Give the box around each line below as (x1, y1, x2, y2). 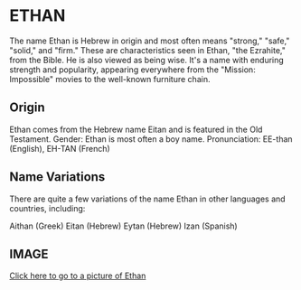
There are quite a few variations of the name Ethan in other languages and (9, 193, 287, 204)
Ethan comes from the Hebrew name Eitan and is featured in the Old (9, 124, 263, 135)
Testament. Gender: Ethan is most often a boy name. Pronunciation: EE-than (9, 133, 293, 145)
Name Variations (9, 169, 106, 185)
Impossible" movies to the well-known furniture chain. (9, 73, 211, 84)
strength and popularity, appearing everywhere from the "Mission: (9, 64, 256, 75)
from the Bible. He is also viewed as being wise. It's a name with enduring (9, 54, 285, 65)
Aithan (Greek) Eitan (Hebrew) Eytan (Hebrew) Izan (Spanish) (9, 220, 238, 231)
